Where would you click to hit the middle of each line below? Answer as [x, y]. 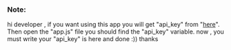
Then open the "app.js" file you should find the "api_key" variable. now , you [115, 32]
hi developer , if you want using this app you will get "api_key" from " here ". [113, 25]
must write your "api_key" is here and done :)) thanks [83, 39]
